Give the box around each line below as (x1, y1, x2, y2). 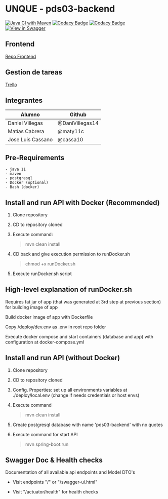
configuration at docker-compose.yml (5, 339, 85, 345)
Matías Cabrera (8, 128, 45, 135)
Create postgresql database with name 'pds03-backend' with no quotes (12, 421, 163, 428)
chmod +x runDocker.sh (25, 261, 76, 266)
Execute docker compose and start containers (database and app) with (5, 333, 153, 339)
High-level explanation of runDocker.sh (5, 285, 133, 294)
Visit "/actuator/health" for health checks (12, 489, 99, 495)
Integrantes (5, 96, 43, 104)
